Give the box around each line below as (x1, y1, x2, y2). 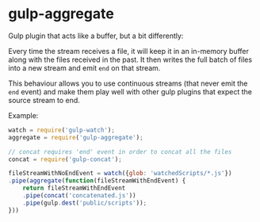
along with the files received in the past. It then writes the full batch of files (8, 55, 252, 64)
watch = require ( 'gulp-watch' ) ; (8, 126, 115, 134)
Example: (8, 110, 39, 120)
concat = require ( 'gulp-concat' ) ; (8, 155, 123, 163)
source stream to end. (8, 95, 81, 105)
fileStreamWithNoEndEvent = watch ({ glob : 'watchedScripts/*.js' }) (8, 170, 232, 178)
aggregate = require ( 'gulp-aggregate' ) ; (8, 133, 144, 141)
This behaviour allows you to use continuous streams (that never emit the (8, 78, 248, 88)
